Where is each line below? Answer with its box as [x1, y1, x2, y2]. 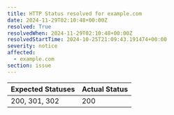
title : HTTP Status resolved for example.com [7, 10, 142, 17]
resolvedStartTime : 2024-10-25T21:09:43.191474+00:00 [7, 36, 168, 43]
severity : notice [7, 43, 58, 49]
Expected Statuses [10, 84, 75, 94]
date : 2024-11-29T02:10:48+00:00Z [7, 17, 108, 24]
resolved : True [7, 23, 52, 30]
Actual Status [81, 84, 128, 94]
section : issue [7, 62, 52, 69]
